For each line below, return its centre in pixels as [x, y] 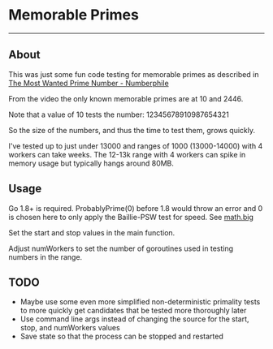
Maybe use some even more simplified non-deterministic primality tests [140, 302]
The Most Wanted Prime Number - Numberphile [89, 83]
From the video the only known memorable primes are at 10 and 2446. [126, 98]
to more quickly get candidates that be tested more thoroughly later [133, 311]
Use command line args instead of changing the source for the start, [134, 319]
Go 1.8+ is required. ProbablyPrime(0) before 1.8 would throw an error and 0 [136, 208]
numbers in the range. [45, 256]
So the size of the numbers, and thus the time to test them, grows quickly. [132, 130]
